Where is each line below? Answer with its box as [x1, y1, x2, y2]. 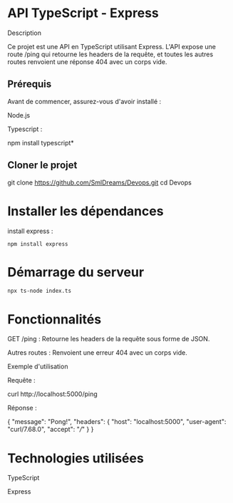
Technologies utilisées [7, 450, 144, 466]
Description [7, 28, 41, 37]
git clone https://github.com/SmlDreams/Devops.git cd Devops [7, 178, 192, 187]
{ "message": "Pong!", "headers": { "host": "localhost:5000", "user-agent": [7, 418, 227, 426]
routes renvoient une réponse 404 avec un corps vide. [7, 57, 167, 66]
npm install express [7, 240, 69, 247]
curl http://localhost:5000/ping [7, 390, 98, 398]
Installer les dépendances [7, 203, 164, 219]
